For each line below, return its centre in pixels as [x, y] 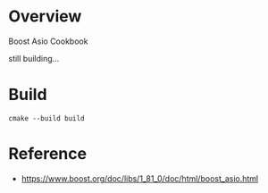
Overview [45, 17]
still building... [34, 58]
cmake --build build [47, 118]
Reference [47, 154]
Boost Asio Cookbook [48, 41]
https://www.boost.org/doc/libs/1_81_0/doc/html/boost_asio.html [140, 178]
